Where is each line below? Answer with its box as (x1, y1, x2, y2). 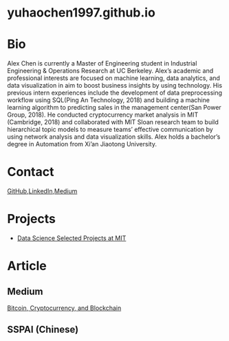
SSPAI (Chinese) (7, 324, 79, 335)
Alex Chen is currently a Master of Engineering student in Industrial (7, 59, 197, 68)
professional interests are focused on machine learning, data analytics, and (7, 74, 220, 82)
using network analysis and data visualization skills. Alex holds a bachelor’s (7, 133, 221, 141)
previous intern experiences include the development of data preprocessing (7, 88, 222, 97)
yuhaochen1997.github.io (7, 5, 156, 21)
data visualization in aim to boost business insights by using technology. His (7, 81, 222, 90)
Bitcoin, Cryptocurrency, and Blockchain (7, 304, 122, 312)
